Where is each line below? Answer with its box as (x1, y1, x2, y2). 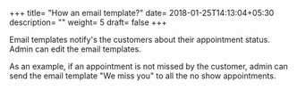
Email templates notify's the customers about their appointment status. (9, 35, 270, 45)
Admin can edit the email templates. (9, 44, 141, 54)
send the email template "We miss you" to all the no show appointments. (9, 70, 276, 81)
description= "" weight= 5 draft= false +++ (9, 17, 167, 28)
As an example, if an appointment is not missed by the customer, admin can (9, 61, 289, 71)
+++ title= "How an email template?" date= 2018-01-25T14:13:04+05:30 (9, 8, 275, 18)
